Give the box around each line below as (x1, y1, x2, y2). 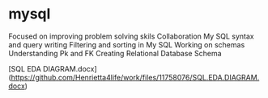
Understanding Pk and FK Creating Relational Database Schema (8, 48, 222, 58)
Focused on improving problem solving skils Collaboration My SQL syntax (8, 31, 254, 41)
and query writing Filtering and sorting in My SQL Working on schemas (8, 39, 245, 49)
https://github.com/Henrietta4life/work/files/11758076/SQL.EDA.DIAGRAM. (11, 72, 260, 82)
